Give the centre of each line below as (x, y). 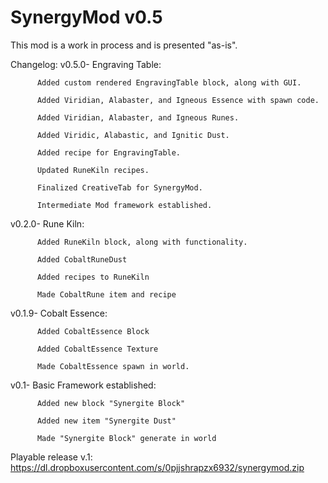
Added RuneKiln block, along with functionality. (142, 242)
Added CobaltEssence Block (93, 331)
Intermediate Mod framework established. (124, 205)
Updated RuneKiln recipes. (93, 170)
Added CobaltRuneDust (82, 259)
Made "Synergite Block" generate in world (126, 438)
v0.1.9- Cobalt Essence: (59, 313)
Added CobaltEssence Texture (97, 349)
